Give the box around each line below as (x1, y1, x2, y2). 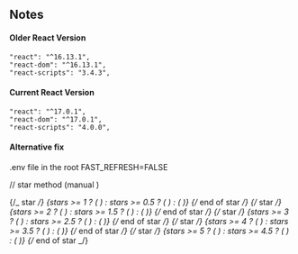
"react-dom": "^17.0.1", (9, 114, 103, 124)
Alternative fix (9, 141, 65, 152)
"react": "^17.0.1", (9, 107, 87, 116)
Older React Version (9, 32, 86, 43)
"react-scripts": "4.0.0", (9, 122, 111, 132)
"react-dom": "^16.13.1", (9, 60, 106, 69)
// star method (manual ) (9, 179, 100, 190)
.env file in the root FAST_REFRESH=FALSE (9, 162, 168, 172)
